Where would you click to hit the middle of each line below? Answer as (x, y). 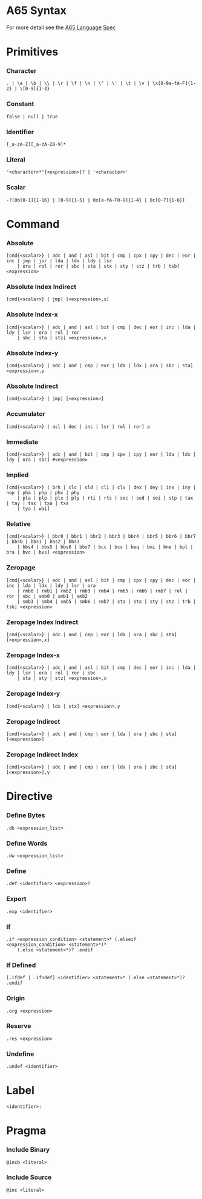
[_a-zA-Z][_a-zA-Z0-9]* (36, 144)
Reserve (19, 1026)
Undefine (20, 1054)
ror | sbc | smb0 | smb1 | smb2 (47, 596)
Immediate (22, 442)
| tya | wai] (34, 509)
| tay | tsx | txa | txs (37, 504)
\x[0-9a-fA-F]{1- (174, 83)
